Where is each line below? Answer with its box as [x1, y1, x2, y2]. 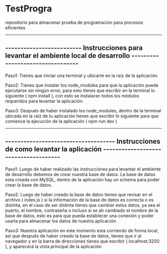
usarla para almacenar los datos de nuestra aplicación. [5, 218, 118, 224]
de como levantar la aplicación [5, 145, 102, 154]
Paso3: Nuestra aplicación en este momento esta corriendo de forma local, [5, 227, 159, 234]
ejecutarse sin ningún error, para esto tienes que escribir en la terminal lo [5, 87, 155, 93]
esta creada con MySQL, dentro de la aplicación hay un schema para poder [5, 176, 160, 182]
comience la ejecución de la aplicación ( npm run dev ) [5, 118, 118, 124]
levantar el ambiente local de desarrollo [5, 52, 130, 60]
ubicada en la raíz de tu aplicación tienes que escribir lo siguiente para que [5, 113, 159, 119]
